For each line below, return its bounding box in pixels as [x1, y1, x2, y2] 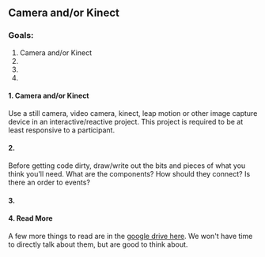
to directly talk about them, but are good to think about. [8, 240, 188, 249]
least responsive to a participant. [8, 125, 115, 135]
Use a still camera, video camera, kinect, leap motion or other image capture [8, 108, 258, 117]
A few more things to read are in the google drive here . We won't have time [8, 231, 253, 240]
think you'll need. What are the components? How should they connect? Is [8, 169, 251, 179]
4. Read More [8, 214, 53, 223]
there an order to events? [8, 177, 91, 188]
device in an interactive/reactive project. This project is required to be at [8, 117, 244, 126]
